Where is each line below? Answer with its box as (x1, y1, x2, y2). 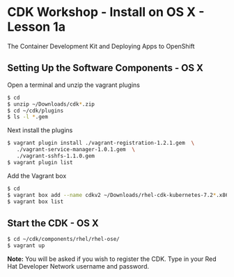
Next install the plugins (7, 126, 73, 134)
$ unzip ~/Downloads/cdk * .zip (7, 100, 95, 108)
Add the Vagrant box (7, 171, 67, 180)
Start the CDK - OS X (7, 217, 99, 229)
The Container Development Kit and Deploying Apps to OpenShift (7, 42, 195, 50)
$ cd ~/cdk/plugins (7, 107, 64, 114)
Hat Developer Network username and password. (7, 262, 150, 270)
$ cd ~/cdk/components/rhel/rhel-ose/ (7, 236, 120, 243)
